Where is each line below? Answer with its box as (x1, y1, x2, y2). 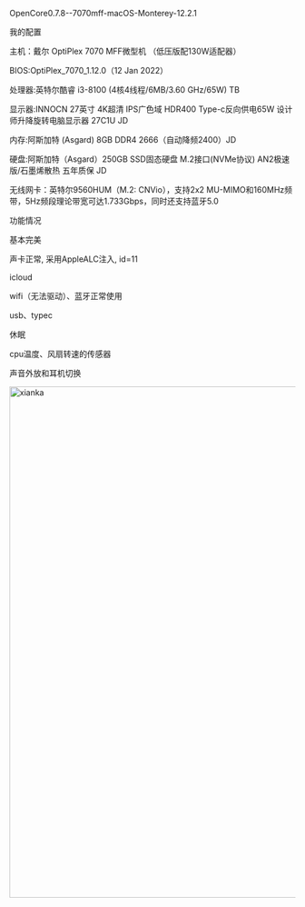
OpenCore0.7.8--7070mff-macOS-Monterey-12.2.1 (9, 8, 198, 18)
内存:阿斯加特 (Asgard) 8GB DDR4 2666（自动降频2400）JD (9, 135, 237, 145)
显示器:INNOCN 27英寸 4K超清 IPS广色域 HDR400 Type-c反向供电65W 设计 (9, 104, 293, 115)
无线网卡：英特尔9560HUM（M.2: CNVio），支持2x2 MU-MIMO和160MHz (9, 184, 285, 194)
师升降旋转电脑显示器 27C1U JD (9, 115, 129, 125)
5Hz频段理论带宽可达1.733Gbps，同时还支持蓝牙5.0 (25, 195, 220, 206)
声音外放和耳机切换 (9, 368, 82, 378)
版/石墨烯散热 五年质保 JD (9, 165, 107, 175)
